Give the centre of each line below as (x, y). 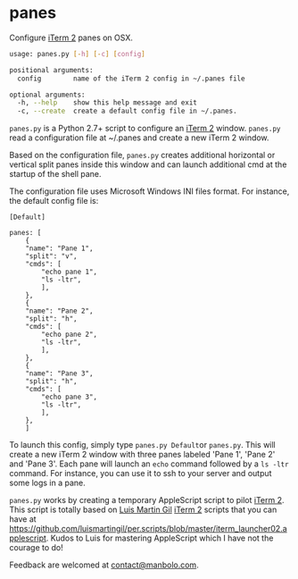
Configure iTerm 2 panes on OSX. (71, 38)
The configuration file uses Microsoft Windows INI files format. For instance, (149, 191)
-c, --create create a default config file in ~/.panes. (128, 111)
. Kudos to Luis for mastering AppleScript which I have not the (160, 538)
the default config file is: (54, 201)
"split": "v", (51, 256)
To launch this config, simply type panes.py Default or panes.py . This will (143, 445)
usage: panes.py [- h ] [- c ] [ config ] (77, 54)
